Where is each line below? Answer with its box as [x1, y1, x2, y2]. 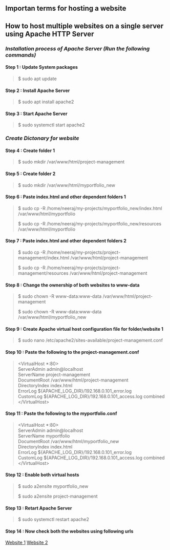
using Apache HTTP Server [5, 29, 94, 38]
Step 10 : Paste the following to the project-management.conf [5, 349, 139, 355]
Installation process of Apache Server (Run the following [5, 45, 150, 52]
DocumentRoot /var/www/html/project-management [17, 377, 129, 383]
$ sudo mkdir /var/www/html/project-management [17, 159, 125, 165]
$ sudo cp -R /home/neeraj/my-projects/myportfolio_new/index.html [17, 205, 162, 211]
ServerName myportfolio [17, 432, 70, 439]
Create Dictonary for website [5, 135, 79, 142]
